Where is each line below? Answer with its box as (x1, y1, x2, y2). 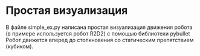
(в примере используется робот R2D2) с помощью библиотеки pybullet (5, 30, 190, 37)
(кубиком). (5, 43, 34, 50)
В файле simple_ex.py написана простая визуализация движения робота (5, 23, 193, 31)
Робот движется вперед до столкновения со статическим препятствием (5, 36, 194, 43)
